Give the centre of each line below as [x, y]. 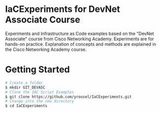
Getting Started [38, 69]
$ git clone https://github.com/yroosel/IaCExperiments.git [69, 97]
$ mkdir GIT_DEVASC [25, 87]
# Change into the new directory [40, 101]
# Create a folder [24, 83]
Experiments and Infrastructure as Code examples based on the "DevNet [80, 33]
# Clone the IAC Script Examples [40, 92]
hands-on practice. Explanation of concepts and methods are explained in [81, 44]
